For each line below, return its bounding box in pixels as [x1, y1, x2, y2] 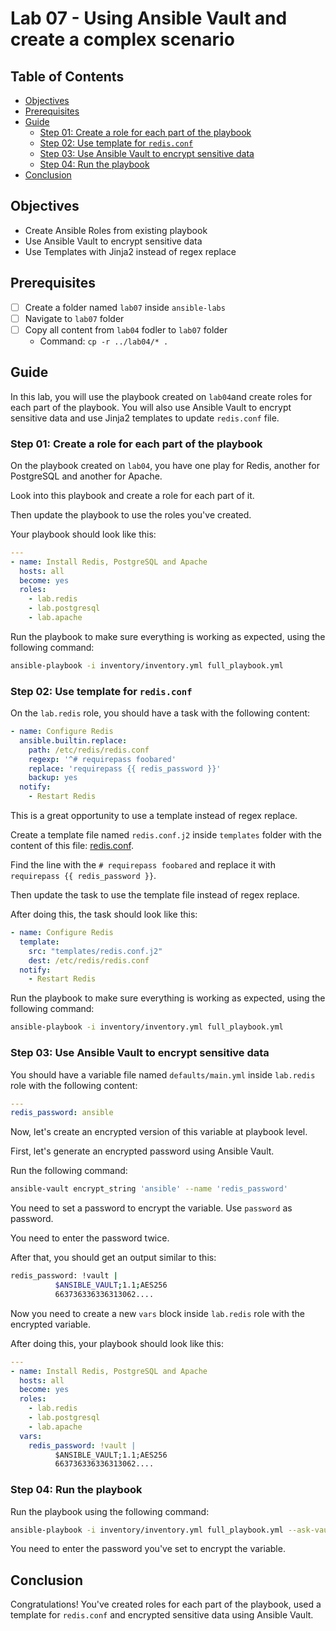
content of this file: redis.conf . [10, 840, 134, 852]
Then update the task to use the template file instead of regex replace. [10, 889, 300, 901]
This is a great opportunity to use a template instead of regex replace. [10, 810, 298, 822]
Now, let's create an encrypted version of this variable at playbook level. [10, 1126, 308, 1138]
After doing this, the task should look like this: [10, 908, 198, 921]
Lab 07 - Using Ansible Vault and [10, 7, 288, 30]
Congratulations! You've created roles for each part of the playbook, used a [10, 1598, 322, 1611]
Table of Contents [10, 68, 125, 85]
